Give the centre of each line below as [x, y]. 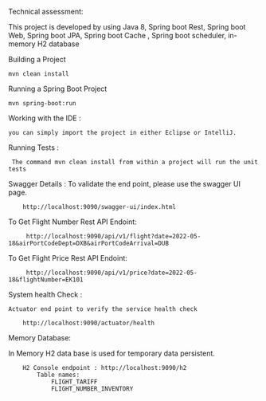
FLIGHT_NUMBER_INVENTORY [92, 389]
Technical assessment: [46, 12]
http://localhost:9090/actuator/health [89, 323]
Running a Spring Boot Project [58, 88]
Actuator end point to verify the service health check [103, 309]
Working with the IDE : [45, 118]
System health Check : [45, 295]
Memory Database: [40, 338]
